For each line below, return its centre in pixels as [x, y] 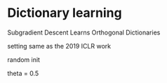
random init [24, 59]
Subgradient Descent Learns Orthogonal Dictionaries [84, 32]
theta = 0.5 [23, 73]
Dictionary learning [65, 13]
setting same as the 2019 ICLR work [59, 46]
